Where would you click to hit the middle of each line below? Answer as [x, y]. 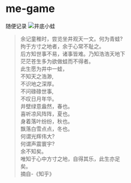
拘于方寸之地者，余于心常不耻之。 [62, 46]
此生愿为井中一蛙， [44, 68]
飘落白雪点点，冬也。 [46, 128]
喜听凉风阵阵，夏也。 [46, 113]
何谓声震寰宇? [37, 143]
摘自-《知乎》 [37, 173]
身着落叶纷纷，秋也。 [46, 121]
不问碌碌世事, [37, 91]
